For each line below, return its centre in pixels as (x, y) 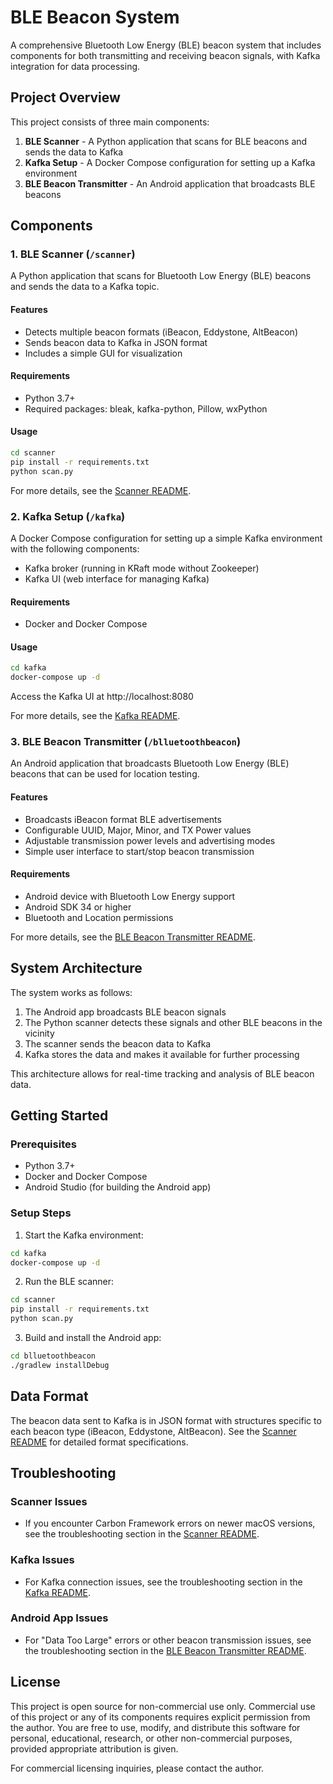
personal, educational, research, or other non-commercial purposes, (151, 1738)
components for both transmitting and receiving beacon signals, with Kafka (165, 55)
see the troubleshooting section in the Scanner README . (142, 1534)
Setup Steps (41, 1213)
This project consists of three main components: (110, 122)
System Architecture (76, 968)
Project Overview (65, 97)
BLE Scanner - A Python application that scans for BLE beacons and (166, 141)
